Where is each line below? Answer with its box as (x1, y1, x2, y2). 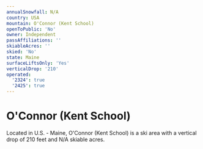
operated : (6, 71, 32, 78)
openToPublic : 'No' (6, 26, 56, 32)
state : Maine (6, 54, 40, 60)
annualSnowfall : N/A (6, 9, 59, 15)
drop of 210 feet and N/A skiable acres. (6, 136, 105, 143)
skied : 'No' (6, 49, 37, 55)
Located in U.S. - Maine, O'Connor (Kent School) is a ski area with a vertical (6, 129, 197, 136)
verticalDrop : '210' (6, 65, 59, 72)
